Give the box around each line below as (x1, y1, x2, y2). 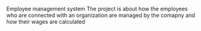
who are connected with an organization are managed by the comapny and (6, 12, 196, 19)
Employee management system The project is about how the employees (6, 5, 188, 12)
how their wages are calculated (6, 18, 86, 25)
